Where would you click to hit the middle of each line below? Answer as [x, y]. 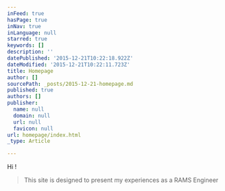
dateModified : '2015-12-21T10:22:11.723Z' [69, 65]
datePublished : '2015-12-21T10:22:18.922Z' [70, 58]
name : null [29, 109]
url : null [27, 122]
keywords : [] [26, 45]
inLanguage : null [32, 33]
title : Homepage [30, 71]
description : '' [30, 52]
